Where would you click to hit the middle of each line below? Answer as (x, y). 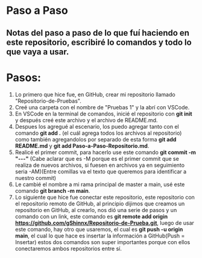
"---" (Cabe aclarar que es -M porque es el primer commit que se (97, 158)
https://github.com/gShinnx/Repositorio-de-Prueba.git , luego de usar (105, 223)
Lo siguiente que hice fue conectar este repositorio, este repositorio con (105, 197)
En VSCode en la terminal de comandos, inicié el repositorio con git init (103, 114)
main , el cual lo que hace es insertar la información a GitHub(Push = (100, 236)
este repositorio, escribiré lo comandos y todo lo (99, 42)
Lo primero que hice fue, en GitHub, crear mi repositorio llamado (95, 94)
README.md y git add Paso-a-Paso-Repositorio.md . (82, 146)
